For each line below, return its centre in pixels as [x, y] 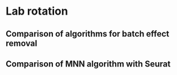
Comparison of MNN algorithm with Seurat [88, 64]
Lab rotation [37, 11]
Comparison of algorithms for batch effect [88, 34]
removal [22, 43]
